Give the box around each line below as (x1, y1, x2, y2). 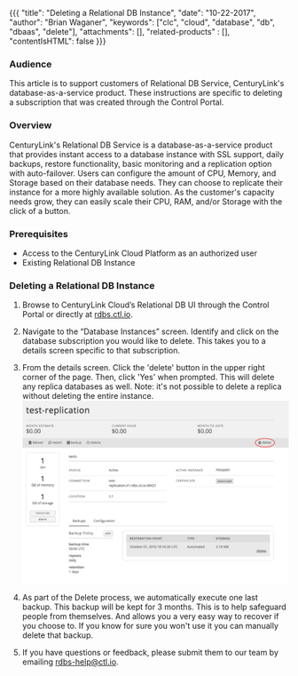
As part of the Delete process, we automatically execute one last (21, 592, 259, 602)
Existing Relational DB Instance (21, 257, 136, 267)
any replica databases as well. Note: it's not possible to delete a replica (21, 381, 282, 392)
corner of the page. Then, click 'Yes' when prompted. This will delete (21, 372, 275, 383)
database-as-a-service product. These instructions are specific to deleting (9, 88, 283, 99)
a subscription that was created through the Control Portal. (9, 97, 224, 107)
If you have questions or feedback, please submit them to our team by (21, 647, 279, 657)
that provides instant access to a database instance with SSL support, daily (9, 148, 284, 159)
